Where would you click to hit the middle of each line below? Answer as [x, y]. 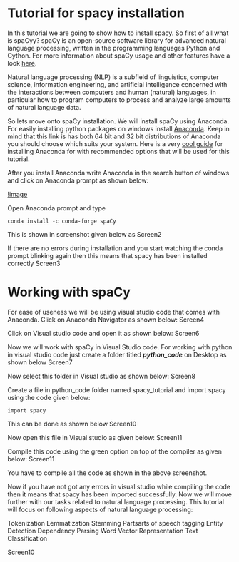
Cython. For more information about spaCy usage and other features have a [119, 56]
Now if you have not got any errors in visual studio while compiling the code [119, 486]
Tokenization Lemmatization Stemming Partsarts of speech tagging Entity [115, 523]
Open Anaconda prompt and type [56, 208]
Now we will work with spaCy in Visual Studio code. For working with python [120, 347]
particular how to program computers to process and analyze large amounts [119, 99]
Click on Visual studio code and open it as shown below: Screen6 [103, 333]
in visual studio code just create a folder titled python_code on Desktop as [117, 354]
